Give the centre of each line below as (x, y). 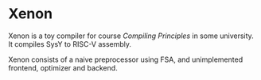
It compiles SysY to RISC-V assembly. (70, 44)
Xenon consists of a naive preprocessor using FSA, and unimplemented (126, 59)
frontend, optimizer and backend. (63, 67)
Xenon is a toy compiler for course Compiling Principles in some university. (131, 36)
